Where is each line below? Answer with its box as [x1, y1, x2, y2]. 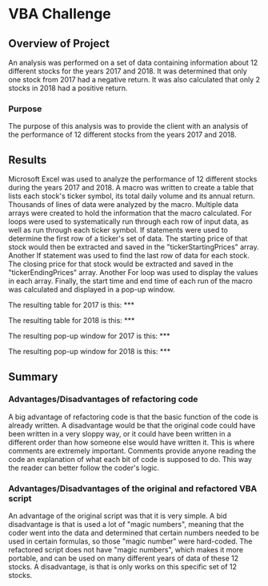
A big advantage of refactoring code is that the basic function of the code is [8, 412, 258, 421]
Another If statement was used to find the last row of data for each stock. [8, 251, 250, 261]
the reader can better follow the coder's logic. [8, 463, 160, 472]
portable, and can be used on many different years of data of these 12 [8, 553, 239, 564]
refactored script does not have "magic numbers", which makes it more [8, 545, 244, 555]
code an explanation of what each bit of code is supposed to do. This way [8, 454, 252, 464]
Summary [8, 369, 58, 384]
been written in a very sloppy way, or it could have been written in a [8, 429, 232, 438]
